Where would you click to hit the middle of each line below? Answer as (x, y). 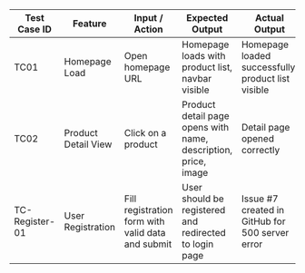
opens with (205, 127)
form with (144, 221)
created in (263, 210)
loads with (203, 56)
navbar (197, 78)
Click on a (145, 133)
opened (258, 138)
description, (207, 150)
